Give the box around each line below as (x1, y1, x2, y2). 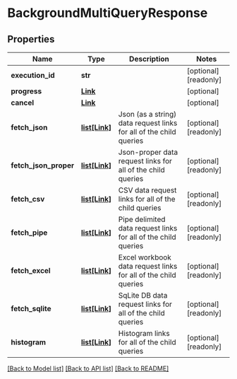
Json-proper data (118, 147, 178, 157)
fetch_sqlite (11, 304, 51, 313)
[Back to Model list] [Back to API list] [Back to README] (7, 364, 169, 373)
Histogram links (118, 329, 171, 338)
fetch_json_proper (11, 161, 75, 170)
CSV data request (118, 185, 177, 195)
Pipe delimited (118, 214, 166, 224)
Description (129, 54, 169, 64)
